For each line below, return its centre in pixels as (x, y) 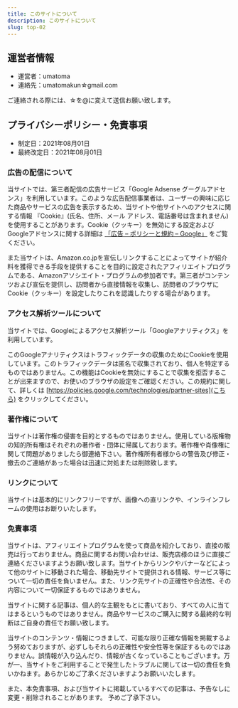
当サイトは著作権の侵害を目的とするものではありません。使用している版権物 (119, 435)
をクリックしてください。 (55, 398)
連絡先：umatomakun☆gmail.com (68, 85)
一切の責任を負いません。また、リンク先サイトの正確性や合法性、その (129, 581)
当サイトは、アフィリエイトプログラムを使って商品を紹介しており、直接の (116, 546)
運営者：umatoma (44, 76)
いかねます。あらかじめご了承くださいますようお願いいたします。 (103, 674)
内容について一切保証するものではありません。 (76, 590)
